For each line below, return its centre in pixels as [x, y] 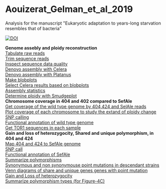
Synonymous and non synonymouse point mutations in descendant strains [82, 165]
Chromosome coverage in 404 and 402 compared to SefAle [69, 101]
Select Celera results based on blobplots [47, 85]
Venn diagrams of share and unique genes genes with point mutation [76, 170]
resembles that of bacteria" [33, 28]
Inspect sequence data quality [36, 64]
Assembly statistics [25, 90]
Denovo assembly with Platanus [38, 74]
